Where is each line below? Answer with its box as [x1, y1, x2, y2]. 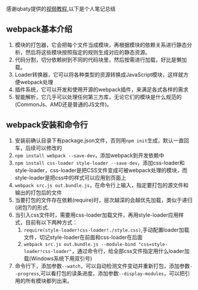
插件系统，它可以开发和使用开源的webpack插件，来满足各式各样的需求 [14, 86, 188, 93]
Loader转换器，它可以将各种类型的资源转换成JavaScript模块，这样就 [14, 71, 184, 78]
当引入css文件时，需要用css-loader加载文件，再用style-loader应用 [14, 211, 179, 219]
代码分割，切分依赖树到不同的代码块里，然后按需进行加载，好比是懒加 [14, 56, 187, 63]
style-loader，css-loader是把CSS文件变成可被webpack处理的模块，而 [14, 166, 188, 174]
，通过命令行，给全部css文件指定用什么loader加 [71, 247, 190, 254]
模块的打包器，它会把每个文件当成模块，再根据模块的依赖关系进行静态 [14, 41, 187, 48]
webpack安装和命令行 [6, 120, 88, 130]
